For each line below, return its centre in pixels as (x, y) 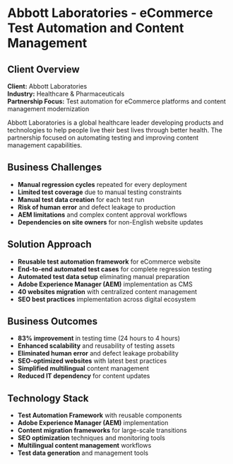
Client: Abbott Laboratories (47, 86)
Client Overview (43, 69)
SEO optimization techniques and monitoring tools (91, 438)
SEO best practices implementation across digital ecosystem (107, 299)
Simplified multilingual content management (83, 368)
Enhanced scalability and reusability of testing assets (96, 346)
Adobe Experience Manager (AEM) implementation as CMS (105, 284)
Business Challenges (55, 168)
